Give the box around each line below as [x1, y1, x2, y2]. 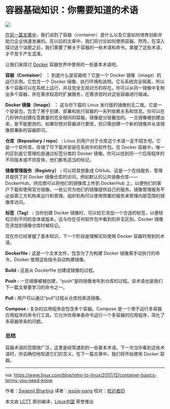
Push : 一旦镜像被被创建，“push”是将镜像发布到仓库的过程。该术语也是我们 [5, 278, 163, 284]
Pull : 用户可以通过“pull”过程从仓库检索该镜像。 [5, 295, 104, 301]
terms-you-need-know [5, 377, 53, 384]
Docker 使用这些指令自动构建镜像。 [14, 256, 89, 263]
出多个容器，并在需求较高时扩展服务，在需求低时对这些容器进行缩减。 [5, 91, 152, 97]
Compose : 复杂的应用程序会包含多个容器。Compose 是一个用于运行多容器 [5, 305, 162, 312]
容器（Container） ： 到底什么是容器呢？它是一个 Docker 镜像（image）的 [5, 72, 161, 78]
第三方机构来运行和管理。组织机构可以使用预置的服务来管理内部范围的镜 [14, 192, 165, 198]
